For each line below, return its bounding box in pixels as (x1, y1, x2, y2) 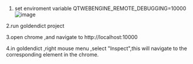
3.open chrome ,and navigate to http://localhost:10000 (6, 34, 138, 40)
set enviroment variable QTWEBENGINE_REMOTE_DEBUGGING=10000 (14, 5, 187, 12)
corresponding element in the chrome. (6, 51, 99, 58)
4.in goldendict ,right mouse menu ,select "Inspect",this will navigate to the (6, 45, 188, 52)
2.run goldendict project (6, 23, 65, 29)
